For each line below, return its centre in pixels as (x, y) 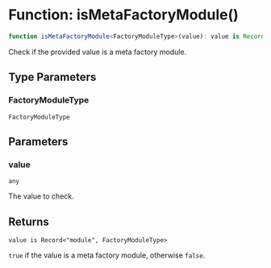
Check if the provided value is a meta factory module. (98, 52)
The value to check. (41, 196)
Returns (29, 222)
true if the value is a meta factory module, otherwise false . (107, 255)
